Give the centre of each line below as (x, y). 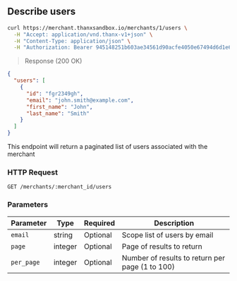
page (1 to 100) (148, 266)
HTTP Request (33, 172)
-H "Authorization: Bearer (53, 48)
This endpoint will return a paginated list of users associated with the (108, 147)
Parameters (28, 205)
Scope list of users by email (168, 234)
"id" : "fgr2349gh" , (54, 94)
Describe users (42, 12)
